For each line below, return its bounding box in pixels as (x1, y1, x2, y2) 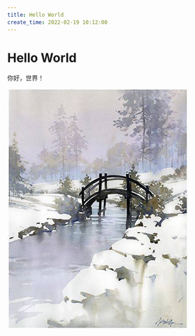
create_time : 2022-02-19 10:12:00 (7, 18, 108, 26)
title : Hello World (7, 11, 64, 18)
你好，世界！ (7, 74, 44, 82)
